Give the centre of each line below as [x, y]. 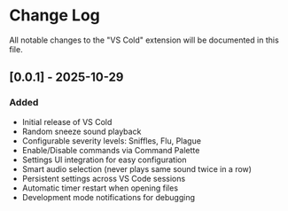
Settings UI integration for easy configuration [104, 160]
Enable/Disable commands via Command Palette [111, 150]
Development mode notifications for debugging [108, 197]
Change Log [54, 16]
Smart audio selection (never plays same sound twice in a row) [137, 168]
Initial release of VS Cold [67, 121]
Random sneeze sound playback [82, 131]
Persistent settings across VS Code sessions [104, 178]
